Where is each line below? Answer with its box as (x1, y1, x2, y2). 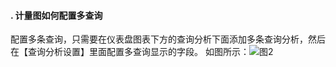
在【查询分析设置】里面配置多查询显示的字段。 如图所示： (10, 46, 250, 58)
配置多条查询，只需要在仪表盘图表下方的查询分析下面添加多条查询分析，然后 (10, 33, 326, 45)
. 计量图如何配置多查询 (10, 9, 103, 21)
